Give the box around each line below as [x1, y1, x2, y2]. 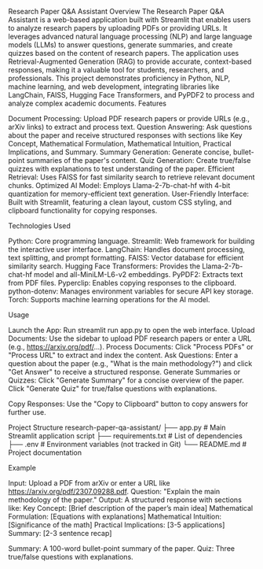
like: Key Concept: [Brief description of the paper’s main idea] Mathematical [8, 504, 254, 512]
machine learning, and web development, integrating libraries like [8, 82, 220, 91]
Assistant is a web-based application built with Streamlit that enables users [8, 15, 251, 24]
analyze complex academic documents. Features [8, 98, 167, 108]
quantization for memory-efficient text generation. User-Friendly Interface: [8, 189, 250, 198]
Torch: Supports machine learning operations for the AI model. [8, 295, 210, 304]
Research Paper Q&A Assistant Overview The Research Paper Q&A [8, 7, 225, 16]
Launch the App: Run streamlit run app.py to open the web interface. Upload [8, 326, 255, 334]
